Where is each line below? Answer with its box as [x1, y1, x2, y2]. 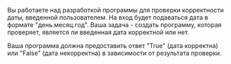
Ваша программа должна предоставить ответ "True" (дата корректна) [7, 42, 218, 49]
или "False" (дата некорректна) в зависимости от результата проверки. [7, 49, 222, 57]
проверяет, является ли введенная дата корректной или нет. [7, 28, 190, 36]
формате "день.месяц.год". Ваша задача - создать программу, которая [7, 21, 222, 29]
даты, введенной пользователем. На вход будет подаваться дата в [7, 13, 209, 22]
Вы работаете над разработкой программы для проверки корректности [7, 6, 224, 14]
